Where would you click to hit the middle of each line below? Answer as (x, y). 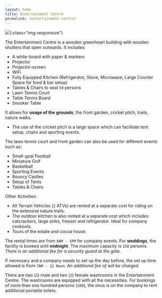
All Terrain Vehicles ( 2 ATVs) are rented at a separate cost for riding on (82, 206)
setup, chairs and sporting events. (46, 132)
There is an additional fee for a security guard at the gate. (63, 251)
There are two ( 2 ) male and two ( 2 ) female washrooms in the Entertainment (80, 275)
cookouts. (22, 226)
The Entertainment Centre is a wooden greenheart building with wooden (77, 42)
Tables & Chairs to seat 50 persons (46, 88)
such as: (14, 147)
